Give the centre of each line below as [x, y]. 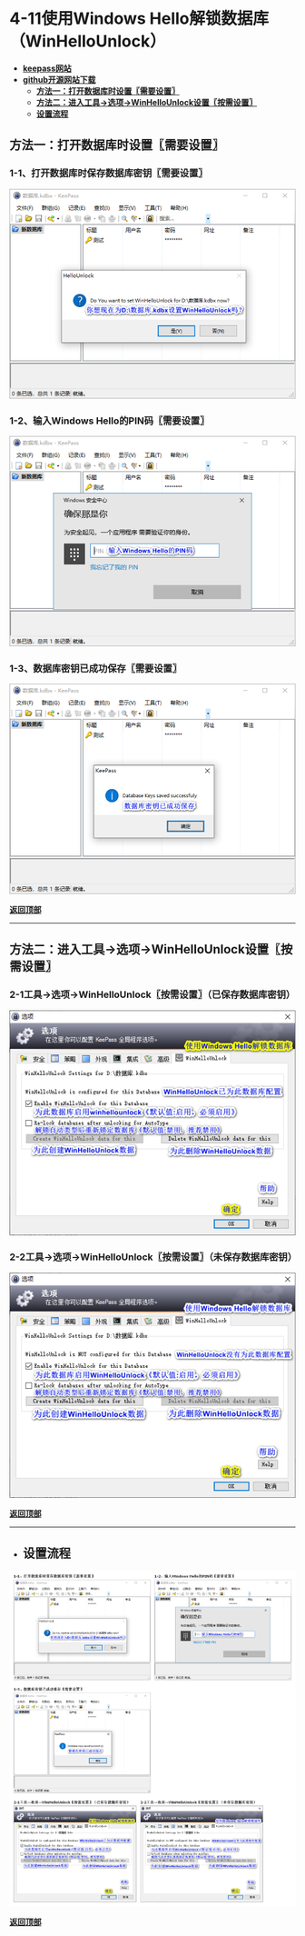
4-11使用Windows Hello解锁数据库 [139, 19]
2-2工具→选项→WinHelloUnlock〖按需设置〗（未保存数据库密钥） [153, 1257]
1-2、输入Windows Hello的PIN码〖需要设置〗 [109, 421]
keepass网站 [47, 68]
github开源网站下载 [59, 79]
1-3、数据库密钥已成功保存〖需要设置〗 [96, 668]
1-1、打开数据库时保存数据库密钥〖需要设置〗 [108, 174]
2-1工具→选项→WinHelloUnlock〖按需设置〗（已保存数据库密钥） [152, 994]
